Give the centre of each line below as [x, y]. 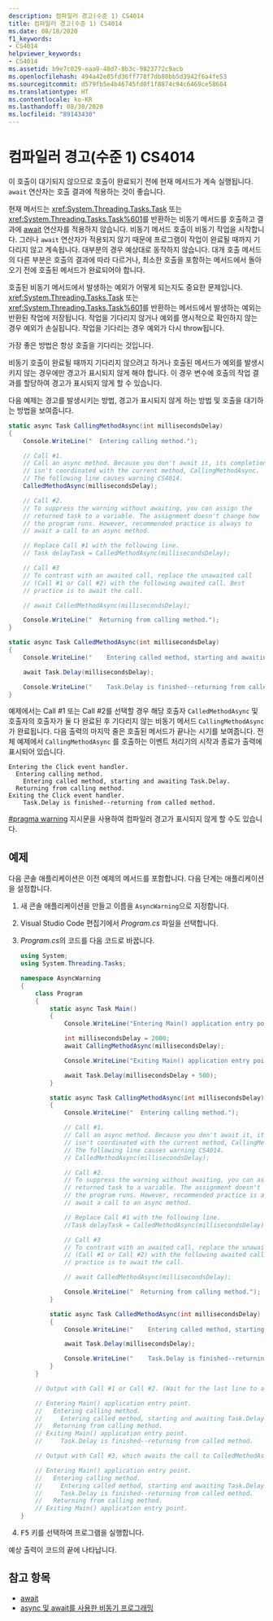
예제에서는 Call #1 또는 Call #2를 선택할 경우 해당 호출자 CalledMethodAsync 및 [133, 711]
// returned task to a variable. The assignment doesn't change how [141, 516]
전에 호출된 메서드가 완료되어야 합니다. [84, 270]
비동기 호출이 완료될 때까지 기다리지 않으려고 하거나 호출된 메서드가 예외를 [126, 362]
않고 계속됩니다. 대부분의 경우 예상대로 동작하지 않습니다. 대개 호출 [135, 249]
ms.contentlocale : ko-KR [50, 99]
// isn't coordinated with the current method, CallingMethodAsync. [141, 471]
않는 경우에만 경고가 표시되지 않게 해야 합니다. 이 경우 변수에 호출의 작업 [137, 372]
